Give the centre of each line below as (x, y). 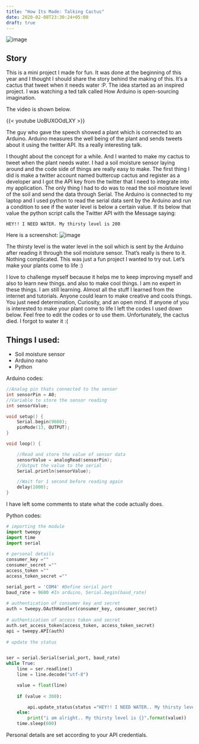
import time (21, 537)
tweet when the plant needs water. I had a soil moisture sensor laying (91, 163)
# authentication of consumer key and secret (63, 603)
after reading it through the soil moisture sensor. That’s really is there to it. (96, 253)
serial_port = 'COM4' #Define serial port (59, 587)
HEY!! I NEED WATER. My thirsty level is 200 (63, 224)
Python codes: (24, 515)
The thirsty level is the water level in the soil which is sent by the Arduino (95, 246)
